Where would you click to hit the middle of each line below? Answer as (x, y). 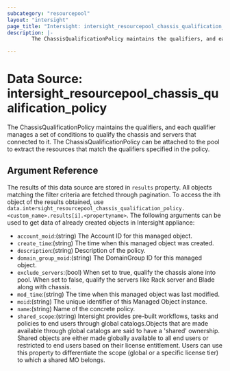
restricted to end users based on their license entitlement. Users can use (119, 345)
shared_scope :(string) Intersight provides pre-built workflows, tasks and (118, 316)
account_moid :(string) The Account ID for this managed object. (105, 236)
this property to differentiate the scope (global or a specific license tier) (118, 352)
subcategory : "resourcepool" (49, 13)
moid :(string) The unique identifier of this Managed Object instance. (112, 301)
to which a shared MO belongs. (61, 360)
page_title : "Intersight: (44, 26)
